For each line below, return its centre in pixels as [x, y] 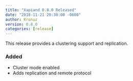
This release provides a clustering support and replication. [67, 43]
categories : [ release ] [29, 29]
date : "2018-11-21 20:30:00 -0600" [43, 15]
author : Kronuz [21, 19]
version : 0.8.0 [21, 24]
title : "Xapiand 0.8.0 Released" [41, 10]
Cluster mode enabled [36, 68]
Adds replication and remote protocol [52, 73]
